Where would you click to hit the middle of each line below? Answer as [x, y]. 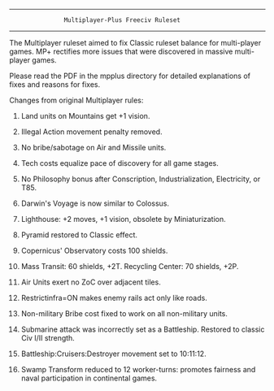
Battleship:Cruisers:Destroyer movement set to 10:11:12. [113, 354]
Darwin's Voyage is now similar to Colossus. [95, 203]
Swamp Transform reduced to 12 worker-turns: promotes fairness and [138, 369]
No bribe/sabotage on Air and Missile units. [94, 148]
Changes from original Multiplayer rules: [76, 100]
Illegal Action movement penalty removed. [91, 132]
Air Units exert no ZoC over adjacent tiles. [91, 282]
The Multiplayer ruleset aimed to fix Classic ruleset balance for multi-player [135, 43]
